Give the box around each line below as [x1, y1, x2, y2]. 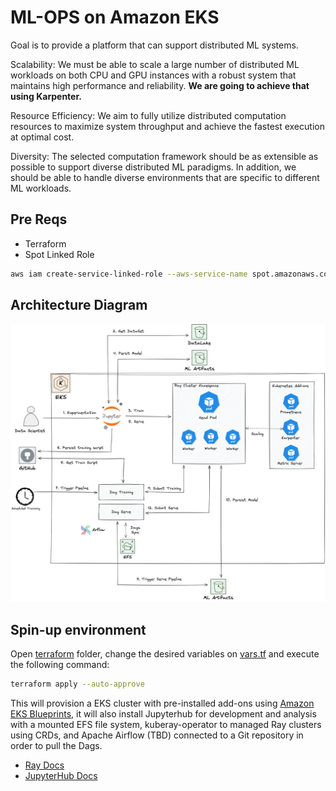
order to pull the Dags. [10, 740, 103, 752]
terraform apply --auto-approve [10, 679, 145, 690]
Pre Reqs [10, 211, 68, 228]
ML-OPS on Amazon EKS [10, 6, 220, 29]
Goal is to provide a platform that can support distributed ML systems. [10, 39, 299, 51]
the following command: [10, 659, 110, 671]
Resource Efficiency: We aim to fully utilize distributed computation [10, 109, 287, 121]
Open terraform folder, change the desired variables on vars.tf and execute [10, 648, 320, 660]
